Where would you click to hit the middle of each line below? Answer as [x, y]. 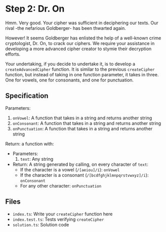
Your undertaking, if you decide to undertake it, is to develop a [70, 64]
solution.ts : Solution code [41, 224]
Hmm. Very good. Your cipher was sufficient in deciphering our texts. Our [82, 23]
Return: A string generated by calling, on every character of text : [80, 164]
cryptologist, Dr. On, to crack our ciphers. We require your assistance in [80, 43]
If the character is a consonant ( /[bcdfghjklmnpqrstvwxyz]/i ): [84, 175]
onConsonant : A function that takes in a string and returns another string [87, 123]
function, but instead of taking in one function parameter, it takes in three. [82, 74]
